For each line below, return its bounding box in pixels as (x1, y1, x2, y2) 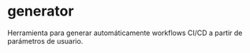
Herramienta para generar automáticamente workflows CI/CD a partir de (7, 28, 243, 37)
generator (7, 2, 74, 20)
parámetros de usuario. (7, 36, 84, 45)
